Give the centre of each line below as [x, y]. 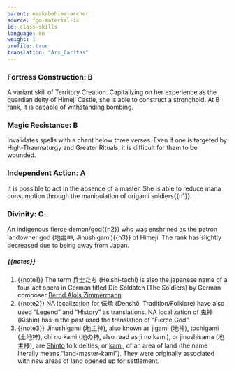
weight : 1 [22, 40]
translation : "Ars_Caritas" [48, 53]
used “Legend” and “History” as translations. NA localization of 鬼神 [115, 312]
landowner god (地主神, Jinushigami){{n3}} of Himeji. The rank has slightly [115, 237]
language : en [26, 33]
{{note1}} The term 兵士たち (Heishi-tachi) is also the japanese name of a [122, 280]
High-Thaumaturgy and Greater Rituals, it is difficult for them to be [102, 148]
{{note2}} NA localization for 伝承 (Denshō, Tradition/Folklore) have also [121, 304]
